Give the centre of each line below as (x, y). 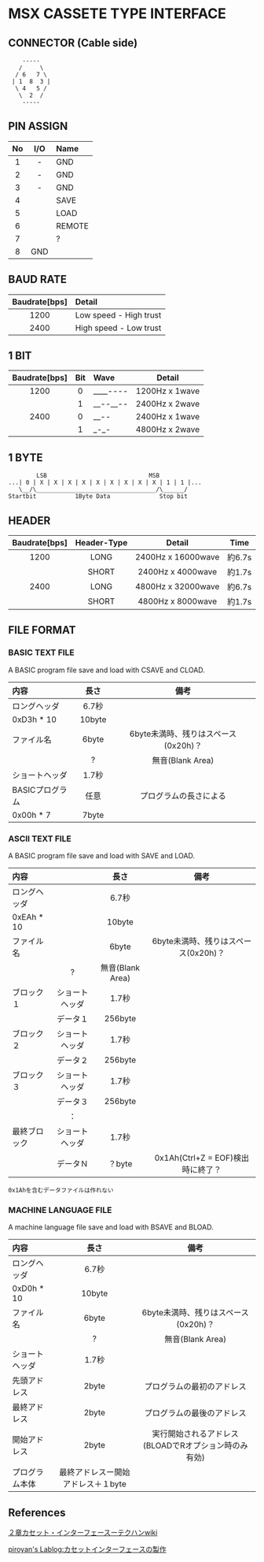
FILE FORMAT (42, 630)
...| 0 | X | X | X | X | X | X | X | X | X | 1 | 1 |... (105, 483)
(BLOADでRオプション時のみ (196, 1445)
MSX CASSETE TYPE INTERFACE (117, 14)
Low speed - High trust (118, 314)
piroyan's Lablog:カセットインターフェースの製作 (87, 1549)
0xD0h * (28, 1289)
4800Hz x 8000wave (177, 601)
